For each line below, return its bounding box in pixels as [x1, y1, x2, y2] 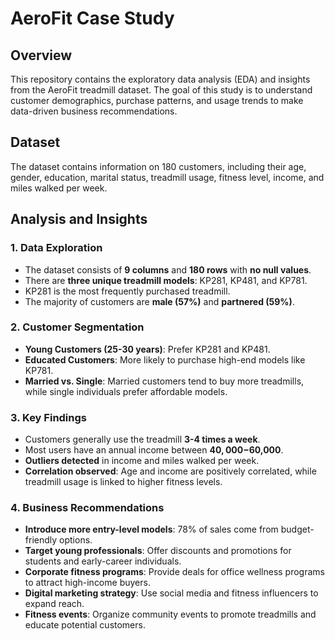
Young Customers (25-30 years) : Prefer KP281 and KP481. [24, 343, 271, 355]
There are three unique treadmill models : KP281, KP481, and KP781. [24, 274, 308, 286]
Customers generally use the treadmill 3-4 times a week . [24, 433, 261, 446]
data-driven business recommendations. [10, 105, 178, 117]
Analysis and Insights [10, 211, 148, 228]
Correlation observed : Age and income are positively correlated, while [24, 465, 317, 477]
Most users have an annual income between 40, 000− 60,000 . [24, 444, 284, 456]
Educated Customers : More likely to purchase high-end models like [24, 353, 306, 366]
